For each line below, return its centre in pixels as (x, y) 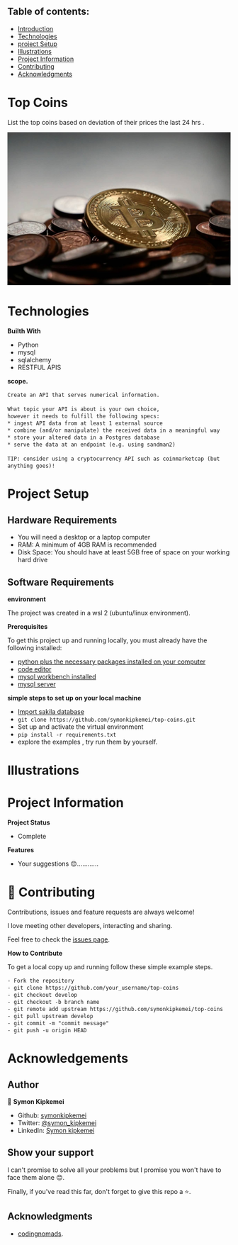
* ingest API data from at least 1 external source (85, 424)
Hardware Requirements (62, 520)
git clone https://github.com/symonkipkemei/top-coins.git (107, 720)
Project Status (29, 822)
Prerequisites (28, 627)
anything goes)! (31, 466)
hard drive (33, 560)
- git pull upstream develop (50, 1017)
